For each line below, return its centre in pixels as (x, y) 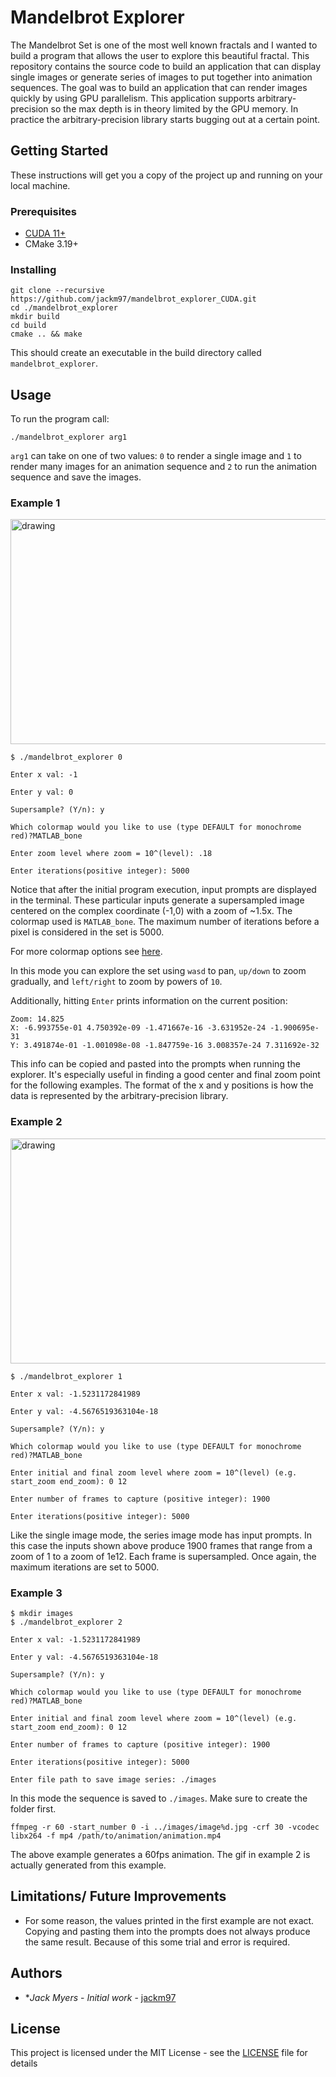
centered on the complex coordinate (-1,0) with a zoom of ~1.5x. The (151, 911)
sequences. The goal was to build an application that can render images (159, 87)
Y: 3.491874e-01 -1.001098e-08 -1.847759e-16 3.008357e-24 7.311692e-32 (165, 1046)
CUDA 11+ (45, 233)
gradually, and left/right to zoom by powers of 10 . (116, 982)
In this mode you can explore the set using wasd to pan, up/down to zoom (158, 971)
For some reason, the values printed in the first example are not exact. (169, 1920)
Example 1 (35, 503)
